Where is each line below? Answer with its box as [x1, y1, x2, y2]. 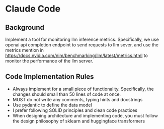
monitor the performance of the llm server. [5, 58, 94, 63]
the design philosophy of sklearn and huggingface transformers [12, 118, 145, 124]
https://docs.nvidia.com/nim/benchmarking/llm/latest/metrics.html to [5, 52, 148, 58]
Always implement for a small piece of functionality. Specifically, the [12, 86, 154, 92]
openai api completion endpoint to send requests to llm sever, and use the [5, 42, 158, 48]
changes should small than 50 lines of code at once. [12, 91, 121, 97]
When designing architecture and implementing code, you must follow [12, 112, 158, 118]
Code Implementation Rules [5, 73, 94, 81]
